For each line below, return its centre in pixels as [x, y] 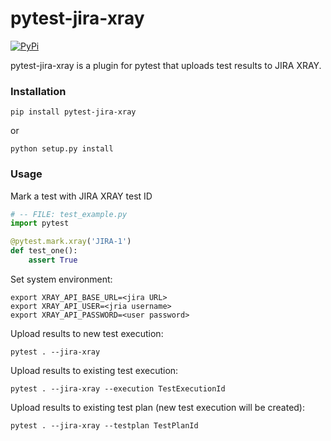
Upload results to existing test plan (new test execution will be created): [158, 407]
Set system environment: [61, 279]
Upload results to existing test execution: [94, 370]
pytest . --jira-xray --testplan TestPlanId [104, 425]
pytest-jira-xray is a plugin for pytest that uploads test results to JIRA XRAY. [166, 65]
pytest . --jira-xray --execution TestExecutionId [118, 388]
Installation [38, 91]
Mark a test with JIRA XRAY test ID [81, 196]
